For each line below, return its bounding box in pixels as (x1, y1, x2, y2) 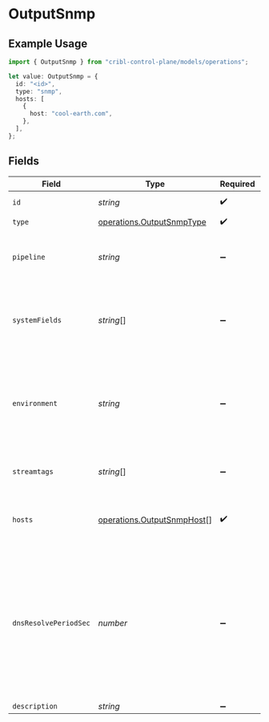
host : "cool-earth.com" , (29, 110, 113, 118)
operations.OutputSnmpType (98, 217, 207, 228)
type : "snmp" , (15, 87, 62, 95)
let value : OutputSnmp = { (8, 72, 98, 80)
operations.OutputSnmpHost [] (98, 514, 212, 525)
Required (219, 178, 255, 189)
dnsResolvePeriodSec (12, 619, 90, 627)
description (12, 701, 58, 711)
